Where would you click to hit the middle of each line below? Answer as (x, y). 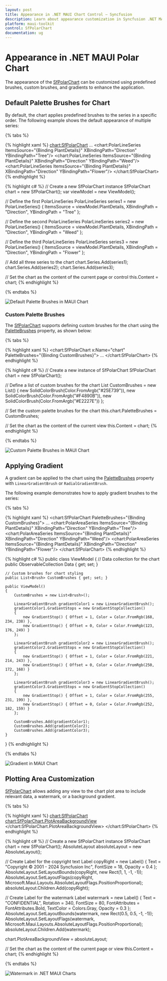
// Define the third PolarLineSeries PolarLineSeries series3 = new (72, 242)
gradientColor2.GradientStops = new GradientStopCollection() (80, 648)
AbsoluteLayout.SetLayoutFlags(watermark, (50, 919)
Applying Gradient (34, 466)
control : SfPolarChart (29, 28)
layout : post (19, 10)
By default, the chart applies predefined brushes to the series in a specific (81, 115)
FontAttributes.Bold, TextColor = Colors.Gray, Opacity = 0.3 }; (68, 908)
